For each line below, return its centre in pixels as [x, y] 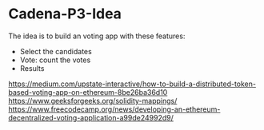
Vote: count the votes [55, 60]
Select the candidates [56, 51]
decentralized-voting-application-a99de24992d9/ [91, 117]
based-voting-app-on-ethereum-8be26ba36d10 [88, 92]
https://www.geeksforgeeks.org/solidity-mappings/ [93, 100]
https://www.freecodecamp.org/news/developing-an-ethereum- [114, 109]
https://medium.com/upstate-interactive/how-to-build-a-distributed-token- [132, 84]
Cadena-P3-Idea [65, 14]
